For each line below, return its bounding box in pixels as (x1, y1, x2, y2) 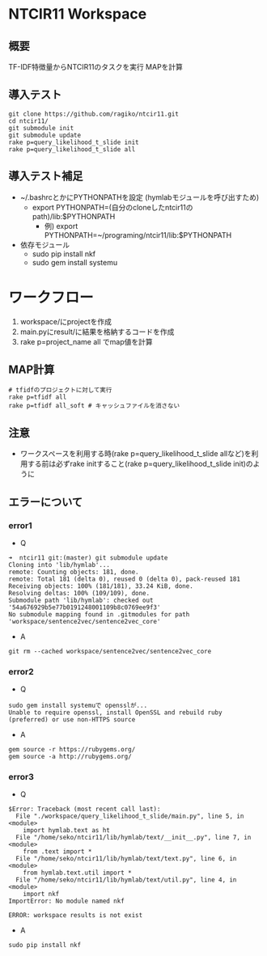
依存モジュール (19, 239, 70, 249)
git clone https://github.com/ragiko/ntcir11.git (8, 110, 180, 118)
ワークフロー (8, 288, 95, 307)
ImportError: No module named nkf (8, 897, 125, 906)
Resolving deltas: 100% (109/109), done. (8, 589, 150, 597)
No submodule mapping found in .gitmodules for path (8, 610, 190, 619)
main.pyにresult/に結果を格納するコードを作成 (19, 327, 175, 336)
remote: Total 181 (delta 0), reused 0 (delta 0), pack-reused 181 (8, 575, 241, 583)
